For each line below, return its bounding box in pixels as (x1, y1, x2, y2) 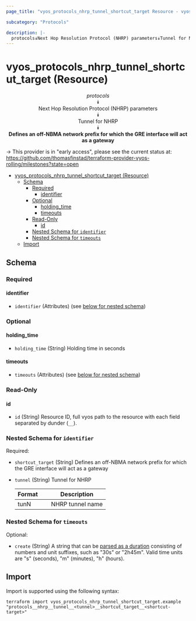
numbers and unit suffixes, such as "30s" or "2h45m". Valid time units (14, 548, 183, 555)
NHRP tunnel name (51, 500, 103, 509)
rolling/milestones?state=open (6, 161, 79, 168)
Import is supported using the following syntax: (6, 587, 120, 595)
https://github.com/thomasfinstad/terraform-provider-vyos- (6, 155, 150, 162)
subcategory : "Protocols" (6, 19, 69, 25)
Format (17, 490, 38, 499)
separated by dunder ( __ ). (14, 419, 77, 426)
